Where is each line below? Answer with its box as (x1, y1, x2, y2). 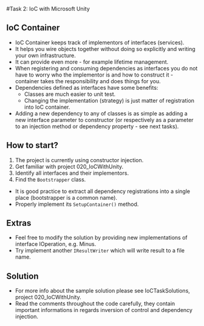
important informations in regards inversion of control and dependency (15, 307, 193, 314)
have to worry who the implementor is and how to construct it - (15, 71, 174, 78)
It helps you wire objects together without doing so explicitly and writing (15, 45, 195, 52)
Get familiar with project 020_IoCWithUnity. (15, 163, 124, 170)
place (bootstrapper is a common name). (15, 194, 117, 201)
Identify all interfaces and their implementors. (15, 169, 129, 177)
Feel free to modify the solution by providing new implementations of (15, 234, 188, 242)
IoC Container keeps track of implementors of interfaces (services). (15, 39, 185, 46)
